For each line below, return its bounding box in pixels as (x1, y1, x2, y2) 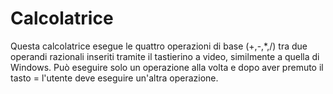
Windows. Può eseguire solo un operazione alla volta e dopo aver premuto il (10, 61, 324, 73)
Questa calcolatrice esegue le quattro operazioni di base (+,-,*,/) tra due (10, 40, 308, 52)
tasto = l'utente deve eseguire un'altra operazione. (10, 72, 219, 84)
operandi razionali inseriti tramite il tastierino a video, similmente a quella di (10, 50, 320, 62)
